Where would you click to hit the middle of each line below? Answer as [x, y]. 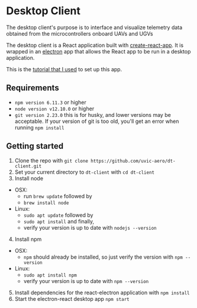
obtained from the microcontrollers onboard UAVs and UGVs [80, 33]
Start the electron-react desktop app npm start [72, 299]
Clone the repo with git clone [51, 160]
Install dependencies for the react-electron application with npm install [102, 293]
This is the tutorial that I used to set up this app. [64, 69]
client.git [28, 166]
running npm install [39, 127]
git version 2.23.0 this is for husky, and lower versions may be [93, 115]
